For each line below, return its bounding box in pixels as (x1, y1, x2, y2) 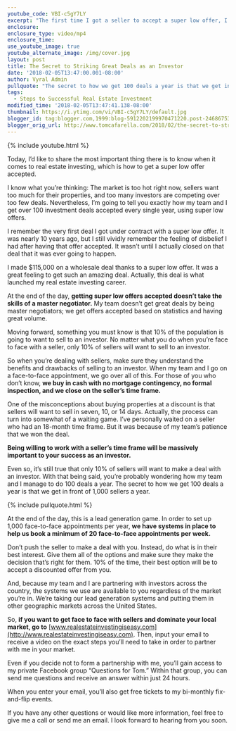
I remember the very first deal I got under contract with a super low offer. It (7, 227, 224, 235)
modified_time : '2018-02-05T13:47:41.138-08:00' (7, 102, 152, 109)
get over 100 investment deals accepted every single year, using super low (7, 206, 223, 214)
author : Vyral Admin (7, 75, 68, 83)
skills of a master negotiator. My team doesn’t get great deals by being (7, 299, 215, 307)
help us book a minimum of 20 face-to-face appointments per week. (7, 529, 211, 537)
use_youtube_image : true (7, 43, 80, 50)
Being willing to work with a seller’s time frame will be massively (7, 443, 199, 451)
